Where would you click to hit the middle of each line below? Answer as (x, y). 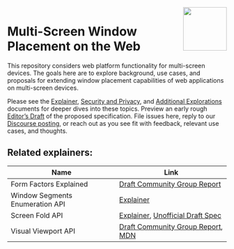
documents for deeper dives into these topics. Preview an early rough (107, 109)
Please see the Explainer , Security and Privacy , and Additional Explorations (115, 101)
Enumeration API (38, 204)
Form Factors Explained (49, 184)
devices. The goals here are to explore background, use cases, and (104, 73)
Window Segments (42, 195)
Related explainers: (50, 153)
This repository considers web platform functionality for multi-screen (106, 65)
